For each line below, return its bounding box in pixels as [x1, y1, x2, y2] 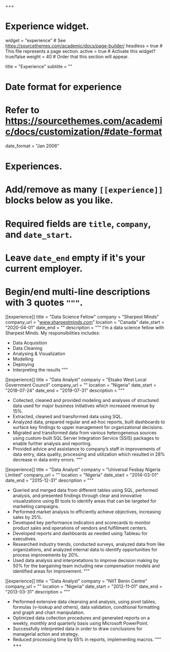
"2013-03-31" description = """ [5, 588, 71, 595]
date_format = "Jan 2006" [5, 143, 59, 149]
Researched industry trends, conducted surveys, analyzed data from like [12, 541, 165, 547]
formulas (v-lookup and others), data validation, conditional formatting [12, 604, 160, 610]
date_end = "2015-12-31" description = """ [5, 477, 94, 483]
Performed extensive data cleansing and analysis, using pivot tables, [12, 598, 156, 605]
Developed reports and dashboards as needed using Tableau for [12, 530, 148, 536]
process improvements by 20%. [12, 552, 80, 558]
